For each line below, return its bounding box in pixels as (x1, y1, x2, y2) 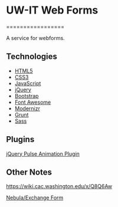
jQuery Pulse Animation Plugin (6, 150, 80, 157)
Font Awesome (14, 98, 51, 106)
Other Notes (6, 167, 52, 177)
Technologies (6, 51, 58, 62)
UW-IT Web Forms (6, 4, 99, 17)
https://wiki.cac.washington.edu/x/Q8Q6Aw (6, 183, 113, 190)
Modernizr (14, 104, 40, 112)
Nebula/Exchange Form (6, 194, 64, 201)
